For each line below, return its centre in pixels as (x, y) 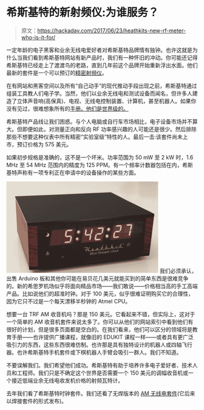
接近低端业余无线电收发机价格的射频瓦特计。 (67, 380)
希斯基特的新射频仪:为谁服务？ (83, 12)
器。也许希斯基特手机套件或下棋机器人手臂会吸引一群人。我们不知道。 (94, 352)
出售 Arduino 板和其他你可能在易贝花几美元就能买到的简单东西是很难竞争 (97, 278)
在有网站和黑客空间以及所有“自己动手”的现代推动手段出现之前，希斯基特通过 (102, 85)
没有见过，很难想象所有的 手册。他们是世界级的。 (67, 108)
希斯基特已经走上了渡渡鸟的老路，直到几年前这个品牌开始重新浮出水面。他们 (102, 65)
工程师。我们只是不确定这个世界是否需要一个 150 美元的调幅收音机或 (102, 373)
